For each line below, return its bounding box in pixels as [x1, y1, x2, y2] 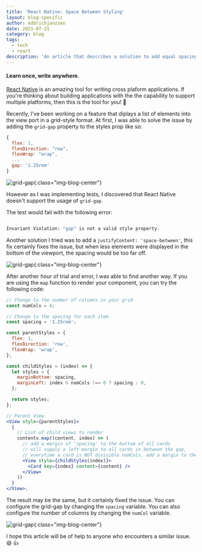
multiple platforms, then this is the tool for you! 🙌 [6, 98, 127, 105]
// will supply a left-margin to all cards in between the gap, [22, 447, 187, 453]
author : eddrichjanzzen [6, 20, 66, 26]
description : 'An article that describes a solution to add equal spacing [6, 54, 198, 60]
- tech [11, 43, 28, 49]
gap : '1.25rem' [11, 163, 50, 169]
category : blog [6, 31, 44, 37]
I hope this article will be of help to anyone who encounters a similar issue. [6, 533, 191, 540]
